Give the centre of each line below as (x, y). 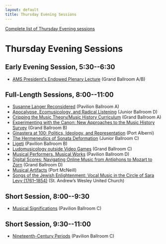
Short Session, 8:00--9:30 (47, 196)
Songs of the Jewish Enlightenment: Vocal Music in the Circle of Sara (83, 175)
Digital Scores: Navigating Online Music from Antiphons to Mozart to (82, 159)
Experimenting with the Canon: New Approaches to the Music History (83, 122)
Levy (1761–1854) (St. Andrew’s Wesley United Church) (68, 181)
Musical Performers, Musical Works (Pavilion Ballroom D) (71, 154)
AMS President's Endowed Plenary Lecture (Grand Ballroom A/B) (79, 79)
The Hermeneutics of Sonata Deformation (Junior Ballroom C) (76, 138)
